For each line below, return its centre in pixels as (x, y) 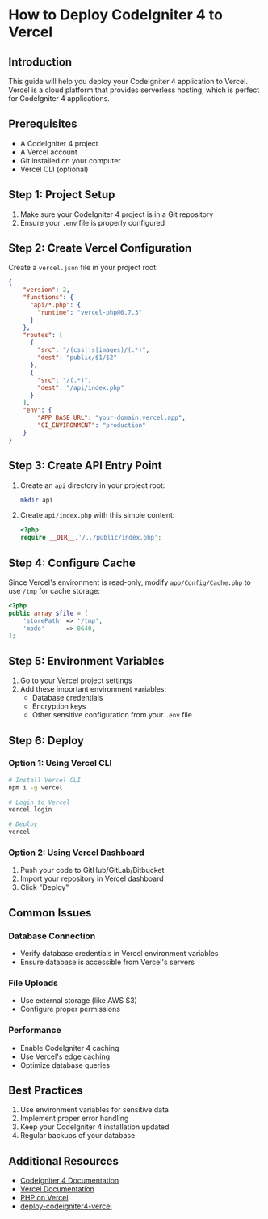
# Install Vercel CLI (45, 780)
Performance (35, 1031)
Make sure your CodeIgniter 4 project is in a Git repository (117, 214)
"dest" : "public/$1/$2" (77, 358)
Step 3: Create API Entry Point (85, 466)
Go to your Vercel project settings (76, 680)
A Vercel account (49, 152)
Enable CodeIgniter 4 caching (69, 1048)
